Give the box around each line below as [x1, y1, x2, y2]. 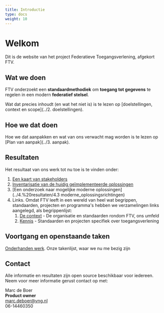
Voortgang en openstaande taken [5, 232, 110, 241]
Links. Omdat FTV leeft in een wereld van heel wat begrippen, [12, 197, 137, 203]
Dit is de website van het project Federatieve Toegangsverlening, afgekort [5, 54, 155, 60]
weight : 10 [5, 16, 27, 21]
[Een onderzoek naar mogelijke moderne [12, 186, 95, 192]
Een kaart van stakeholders [12, 176, 68, 182]
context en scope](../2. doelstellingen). [5, 106, 84, 112]
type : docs [5, 12, 27, 17]
